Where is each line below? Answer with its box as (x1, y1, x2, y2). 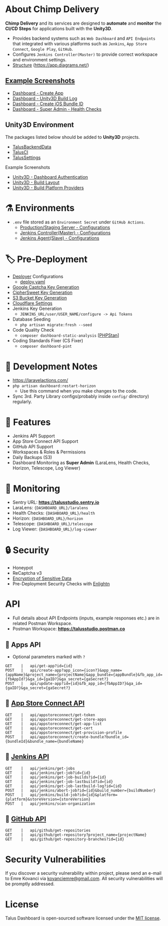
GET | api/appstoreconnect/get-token (5, 712, 95, 718)
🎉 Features (5, 416, 51, 428)
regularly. (12, 399, 33, 405)
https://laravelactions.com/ (12, 377, 69, 383)
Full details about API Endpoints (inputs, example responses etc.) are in (12, 615, 159, 621)
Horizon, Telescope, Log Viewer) (12, 465, 81, 471)
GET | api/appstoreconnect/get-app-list (5, 721, 102, 726)
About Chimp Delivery (5, 4, 99, 15)
